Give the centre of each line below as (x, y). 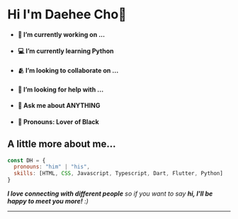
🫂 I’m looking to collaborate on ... (68, 70)
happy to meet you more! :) (48, 201)
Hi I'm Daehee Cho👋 (67, 15)
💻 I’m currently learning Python (66, 51)
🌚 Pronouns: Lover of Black (58, 122)
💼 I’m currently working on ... (61, 34)
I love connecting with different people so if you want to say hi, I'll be (110, 193)
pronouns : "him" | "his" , (52, 167)
